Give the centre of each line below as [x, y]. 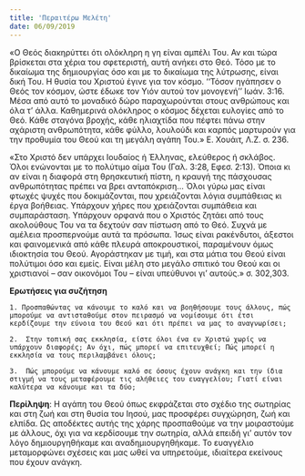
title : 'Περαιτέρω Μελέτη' [61, 18]
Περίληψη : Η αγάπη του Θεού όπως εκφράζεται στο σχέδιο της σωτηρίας [150, 404]
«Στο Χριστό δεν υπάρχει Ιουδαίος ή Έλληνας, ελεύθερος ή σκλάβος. [142, 157]
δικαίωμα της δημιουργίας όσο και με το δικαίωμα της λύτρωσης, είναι [144, 71]
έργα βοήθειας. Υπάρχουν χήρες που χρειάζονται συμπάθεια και [133, 205]
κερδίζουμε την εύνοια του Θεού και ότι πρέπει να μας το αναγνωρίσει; [148, 323]
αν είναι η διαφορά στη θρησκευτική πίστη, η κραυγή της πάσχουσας [141, 176]
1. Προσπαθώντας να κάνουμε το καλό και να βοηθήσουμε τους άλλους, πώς [150, 307]
